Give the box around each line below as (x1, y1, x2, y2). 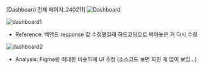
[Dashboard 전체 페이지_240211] (6, 6, 86, 13)
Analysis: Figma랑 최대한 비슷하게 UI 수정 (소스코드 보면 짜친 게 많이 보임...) (15, 56, 197, 63)
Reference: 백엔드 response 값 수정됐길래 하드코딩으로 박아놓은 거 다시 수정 (15, 31, 198, 38)
